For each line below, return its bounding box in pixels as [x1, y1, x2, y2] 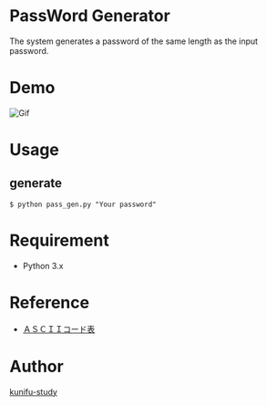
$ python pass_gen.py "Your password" [9, 200, 157, 209]
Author [9, 356, 64, 377]
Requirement [9, 230, 109, 251]
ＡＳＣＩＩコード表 [22, 323, 96, 334]
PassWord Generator [9, 5, 170, 26]
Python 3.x [22, 260, 64, 271]
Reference [9, 293, 89, 313]
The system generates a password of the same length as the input [9, 36, 258, 47]
